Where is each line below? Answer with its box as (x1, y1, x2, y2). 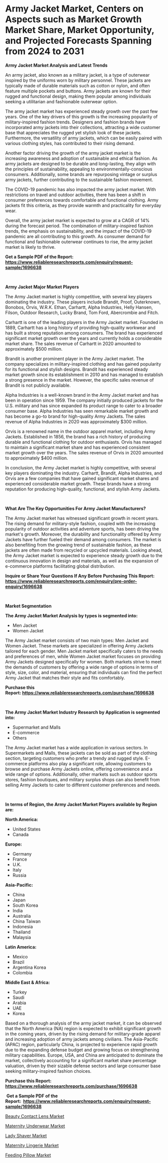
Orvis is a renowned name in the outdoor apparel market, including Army (5, 428, 155, 434)
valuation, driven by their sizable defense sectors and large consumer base (5, 1063, 161, 1069)
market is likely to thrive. (5, 244, 56, 250)
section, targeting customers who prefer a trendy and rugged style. (5, 755, 144, 761)
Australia (12, 913, 31, 919)
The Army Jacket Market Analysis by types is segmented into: (5, 612, 138, 618)
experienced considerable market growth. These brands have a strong (5, 480, 151, 486)
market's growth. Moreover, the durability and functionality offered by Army (5, 531, 161, 537)
